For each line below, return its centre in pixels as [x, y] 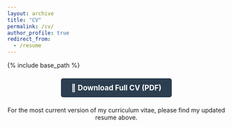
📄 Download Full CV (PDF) [116, 88]
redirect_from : [29, 39]
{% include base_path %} [44, 65]
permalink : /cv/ [30, 26]
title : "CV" [24, 20]
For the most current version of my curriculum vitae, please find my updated [116, 110]
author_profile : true [38, 33]
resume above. [116, 117]
